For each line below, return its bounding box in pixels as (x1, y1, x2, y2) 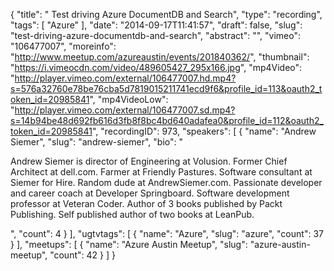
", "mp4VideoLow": (89, 94, 169, 105)
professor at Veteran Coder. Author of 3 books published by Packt (10, 198, 283, 209)
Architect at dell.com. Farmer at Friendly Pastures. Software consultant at (10, 166, 313, 178)
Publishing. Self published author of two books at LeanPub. (10, 209, 255, 220)
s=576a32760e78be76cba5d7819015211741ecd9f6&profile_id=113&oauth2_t (10, 83, 323, 94)
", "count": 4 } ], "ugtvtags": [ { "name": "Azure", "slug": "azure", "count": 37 (10, 228, 324, 239)
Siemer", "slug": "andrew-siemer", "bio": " (10, 136, 183, 148)
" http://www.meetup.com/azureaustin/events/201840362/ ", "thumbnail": (10, 51, 310, 63)
